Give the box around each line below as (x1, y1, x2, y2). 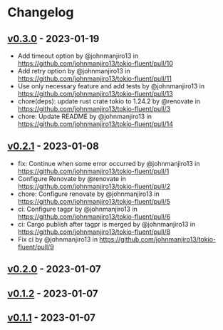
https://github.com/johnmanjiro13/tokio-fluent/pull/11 (17, 74, 172, 83)
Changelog (7, 4, 74, 21)
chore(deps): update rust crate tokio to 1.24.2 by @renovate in (17, 97, 201, 105)
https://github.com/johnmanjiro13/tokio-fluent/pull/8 (17, 227, 171, 236)
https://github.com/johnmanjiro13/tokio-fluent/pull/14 (17, 120, 173, 128)
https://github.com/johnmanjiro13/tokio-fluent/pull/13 (17, 90, 173, 98)
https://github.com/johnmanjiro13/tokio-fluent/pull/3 (17, 105, 171, 113)
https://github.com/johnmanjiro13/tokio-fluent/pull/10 (17, 59, 173, 68)
